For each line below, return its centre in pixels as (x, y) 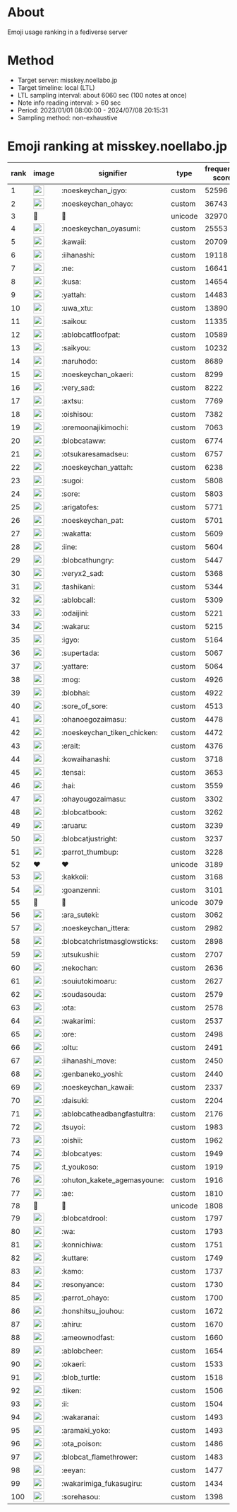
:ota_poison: (81, 1443)
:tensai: (73, 772)
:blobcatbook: (84, 812)
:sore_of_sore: (84, 706)
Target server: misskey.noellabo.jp (67, 80)
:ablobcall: (78, 600)
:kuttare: (75, 1258)
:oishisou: (77, 414)
